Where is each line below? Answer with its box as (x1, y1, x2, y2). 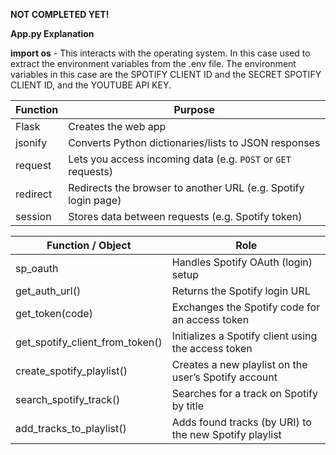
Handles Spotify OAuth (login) (171, 255, 313, 269)
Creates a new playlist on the (171, 358, 308, 371)
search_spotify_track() (15, 393, 121, 406)
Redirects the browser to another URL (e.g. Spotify (68, 181, 305, 194)
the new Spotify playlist (171, 428, 282, 441)
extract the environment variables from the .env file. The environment (10, 58, 297, 69)
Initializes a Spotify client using (171, 329, 318, 343)
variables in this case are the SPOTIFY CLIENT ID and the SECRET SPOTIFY (10, 69, 322, 80)
